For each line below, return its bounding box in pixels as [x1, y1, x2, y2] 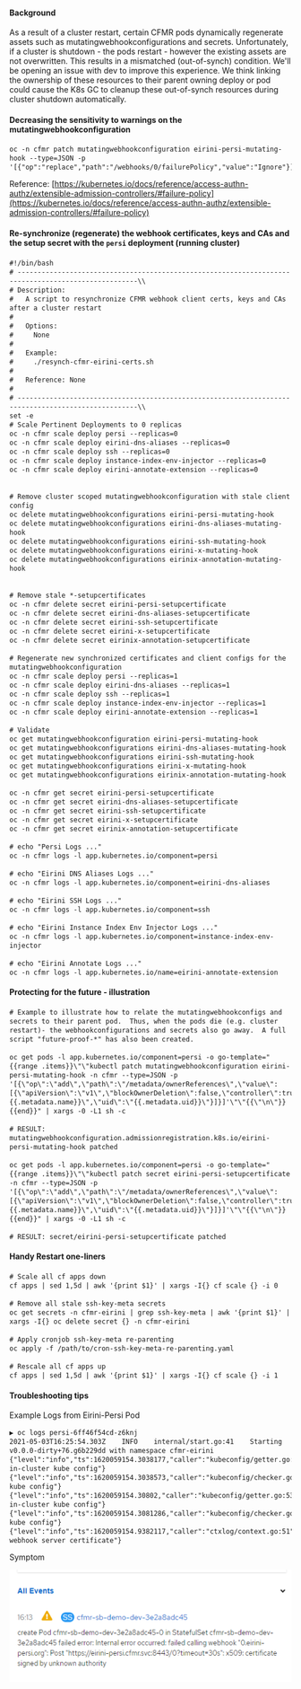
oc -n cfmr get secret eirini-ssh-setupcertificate [9, 806, 206, 815]
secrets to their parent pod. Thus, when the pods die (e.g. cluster [9, 1016, 279, 1025]
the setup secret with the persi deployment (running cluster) [9, 238, 240, 248]
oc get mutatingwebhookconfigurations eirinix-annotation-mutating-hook [9, 770, 287, 779]
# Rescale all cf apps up [9, 1362, 106, 1371]
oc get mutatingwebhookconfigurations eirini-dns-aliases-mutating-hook [9, 743, 287, 752]
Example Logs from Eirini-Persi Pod [9, 1410, 141, 1421]
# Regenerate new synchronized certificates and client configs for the [9, 654, 287, 663]
